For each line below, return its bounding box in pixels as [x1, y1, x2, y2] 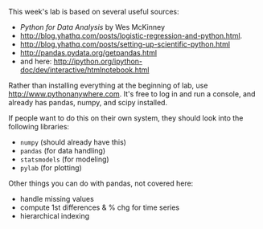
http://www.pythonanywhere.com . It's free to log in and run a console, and [8, 89, 256, 99]
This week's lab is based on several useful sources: [8, 7, 179, 16]
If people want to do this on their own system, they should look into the [8, 113, 244, 123]
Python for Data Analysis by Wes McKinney [19, 22, 166, 31]
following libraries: [8, 122, 70, 131]
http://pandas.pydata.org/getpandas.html [19, 48, 158, 57]
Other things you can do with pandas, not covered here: [8, 178, 194, 188]
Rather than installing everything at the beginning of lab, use [8, 80, 208, 90]
